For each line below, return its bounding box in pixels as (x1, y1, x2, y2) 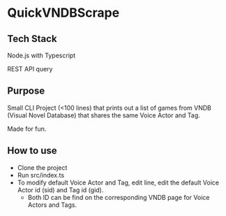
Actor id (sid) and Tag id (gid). (17, 185, 104, 194)
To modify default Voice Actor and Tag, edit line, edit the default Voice (17, 178, 220, 187)
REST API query (7, 65, 53, 73)
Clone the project (17, 163, 68, 172)
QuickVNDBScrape (7, 5, 120, 21)
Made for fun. (7, 124, 47, 133)
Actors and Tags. (27, 201, 77, 209)
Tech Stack (7, 33, 57, 45)
